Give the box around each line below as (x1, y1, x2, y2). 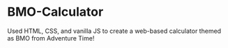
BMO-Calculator (7, 4, 104, 20)
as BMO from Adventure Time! (7, 34, 95, 42)
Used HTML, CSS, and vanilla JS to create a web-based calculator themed (7, 27, 222, 35)
